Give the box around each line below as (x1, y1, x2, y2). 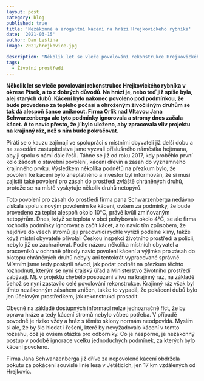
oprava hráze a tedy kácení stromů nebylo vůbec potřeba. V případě (6, 311, 177, 318)
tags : (6, 59, 20, 66)
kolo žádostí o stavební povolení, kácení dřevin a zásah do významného (6, 158, 186, 165)
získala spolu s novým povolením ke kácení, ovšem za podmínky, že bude (6, 202, 191, 210)
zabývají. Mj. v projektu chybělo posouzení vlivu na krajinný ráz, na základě (6, 273, 195, 280)
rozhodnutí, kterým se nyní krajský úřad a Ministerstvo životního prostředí (6, 267, 191, 274)
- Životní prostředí (12, 65, 64, 71)
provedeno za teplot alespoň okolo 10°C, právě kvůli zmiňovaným (6, 208, 170, 216)
